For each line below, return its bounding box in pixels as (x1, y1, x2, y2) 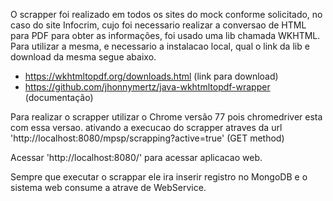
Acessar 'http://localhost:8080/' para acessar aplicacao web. (10, 152, 263, 163)
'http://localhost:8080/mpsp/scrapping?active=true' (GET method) (10, 132, 285, 144)
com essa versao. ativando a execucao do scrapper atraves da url (10, 122, 283, 133)
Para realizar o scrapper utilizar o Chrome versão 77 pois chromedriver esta (10, 111, 323, 123)
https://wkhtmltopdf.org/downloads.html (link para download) (24, 70, 279, 82)
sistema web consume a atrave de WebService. (10, 182, 207, 193)
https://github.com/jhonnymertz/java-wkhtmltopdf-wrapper (24, 81, 271, 93)
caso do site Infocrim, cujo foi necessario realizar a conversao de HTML (10, 19, 307, 31)
